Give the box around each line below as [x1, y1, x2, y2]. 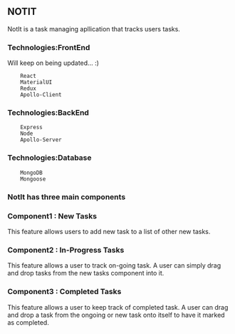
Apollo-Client [20, 91, 62, 98]
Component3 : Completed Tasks [7, 287, 122, 297]
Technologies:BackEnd [7, 108, 89, 118]
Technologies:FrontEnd [7, 42, 90, 52]
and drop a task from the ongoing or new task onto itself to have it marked [7, 310, 226, 319]
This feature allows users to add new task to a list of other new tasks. [7, 227, 211, 236]
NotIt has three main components [7, 192, 126, 202]
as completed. [7, 318, 50, 327]
